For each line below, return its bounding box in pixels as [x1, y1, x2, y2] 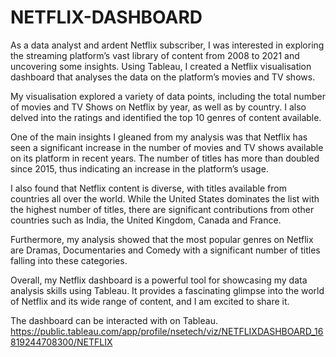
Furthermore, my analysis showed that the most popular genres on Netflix [10, 233, 314, 245]
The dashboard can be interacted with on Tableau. [10, 314, 218, 326]
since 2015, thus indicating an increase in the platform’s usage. [10, 162, 269, 175]
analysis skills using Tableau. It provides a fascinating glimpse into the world [10, 284, 325, 296]
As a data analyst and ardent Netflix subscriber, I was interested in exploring [10, 39, 325, 51]
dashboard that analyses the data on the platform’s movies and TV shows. [10, 71, 316, 83]
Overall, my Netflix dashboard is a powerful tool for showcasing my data [10, 274, 308, 286]
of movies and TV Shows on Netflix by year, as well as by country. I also [10, 101, 307, 113]
